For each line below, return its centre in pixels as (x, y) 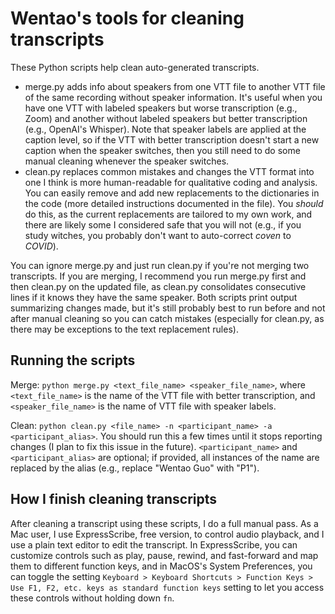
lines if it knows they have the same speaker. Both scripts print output (154, 297)
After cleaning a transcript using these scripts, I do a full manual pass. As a (164, 523)
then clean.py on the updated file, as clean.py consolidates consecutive (158, 286)
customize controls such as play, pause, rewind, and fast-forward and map (164, 555)
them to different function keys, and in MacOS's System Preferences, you (161, 566)
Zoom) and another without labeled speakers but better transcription (166, 118)
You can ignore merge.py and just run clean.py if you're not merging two (160, 265)
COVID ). (41, 246)
